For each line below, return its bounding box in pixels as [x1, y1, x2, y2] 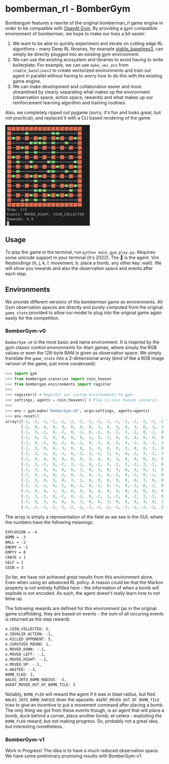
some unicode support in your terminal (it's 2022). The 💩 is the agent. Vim [5, 254, 159, 260]
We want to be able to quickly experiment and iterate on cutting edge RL [12, 40, 163, 46]
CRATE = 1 [5, 555, 26, 560]
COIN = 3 [5, 565, 24, 570]
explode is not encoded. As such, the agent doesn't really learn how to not [5, 590, 160, 596]
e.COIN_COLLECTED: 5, [5, 626, 51, 631]
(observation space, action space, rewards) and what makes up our [12, 94, 153, 100]
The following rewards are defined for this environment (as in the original [5, 605, 157, 611]
